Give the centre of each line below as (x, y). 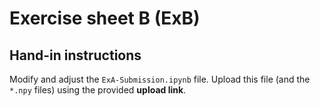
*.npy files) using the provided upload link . (98, 90)
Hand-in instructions (75, 55)
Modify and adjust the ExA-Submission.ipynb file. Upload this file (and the (160, 79)
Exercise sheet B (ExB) (105, 18)
